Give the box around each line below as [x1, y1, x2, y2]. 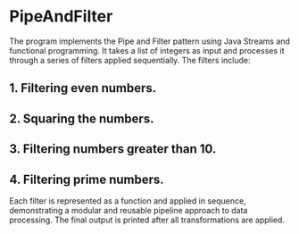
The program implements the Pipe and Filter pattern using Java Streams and [9, 36, 290, 46]
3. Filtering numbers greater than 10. [9, 141, 217, 157]
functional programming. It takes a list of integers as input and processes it [9, 45, 285, 55]
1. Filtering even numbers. [9, 80, 157, 96]
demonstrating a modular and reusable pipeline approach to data [9, 205, 248, 215]
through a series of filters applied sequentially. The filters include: [9, 54, 251, 65]
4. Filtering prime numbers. [9, 171, 165, 187]
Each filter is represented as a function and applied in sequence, [9, 195, 247, 206]
